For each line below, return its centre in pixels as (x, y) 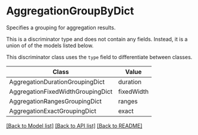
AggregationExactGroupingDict (53, 111)
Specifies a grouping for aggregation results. (61, 27)
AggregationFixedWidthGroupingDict (61, 91)
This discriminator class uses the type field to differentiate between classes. (99, 57)
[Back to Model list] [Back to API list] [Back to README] (74, 125)
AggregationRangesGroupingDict (56, 101)
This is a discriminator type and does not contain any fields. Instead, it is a (97, 39)
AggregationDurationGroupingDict (57, 82)
